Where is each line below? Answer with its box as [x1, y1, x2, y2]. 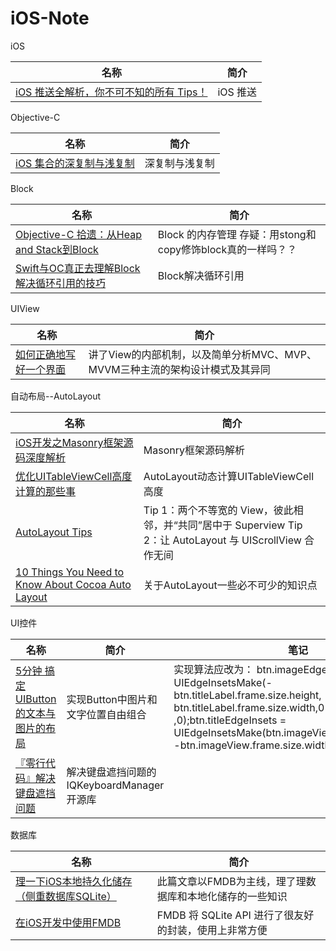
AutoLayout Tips [15, 525, 93, 539]
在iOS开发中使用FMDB [15, 915, 122, 929]
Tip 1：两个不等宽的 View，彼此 [143, 503, 294, 517]
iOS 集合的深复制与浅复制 [15, 156, 135, 170]
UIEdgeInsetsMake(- [173, 675, 273, 689]
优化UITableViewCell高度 [15, 469, 133, 483]
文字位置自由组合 [66, 707, 147, 721]
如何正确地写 [15, 347, 77, 361]
